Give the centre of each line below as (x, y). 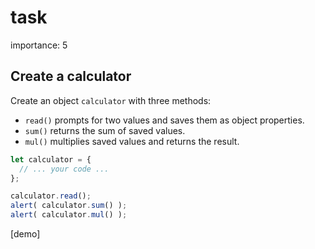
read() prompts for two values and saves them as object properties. (164, 120)
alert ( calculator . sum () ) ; (69, 206)
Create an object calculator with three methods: (111, 100)
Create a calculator (71, 76)
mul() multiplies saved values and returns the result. (132, 141)
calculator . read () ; (51, 196)
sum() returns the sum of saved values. (105, 130)
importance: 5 (39, 45)
